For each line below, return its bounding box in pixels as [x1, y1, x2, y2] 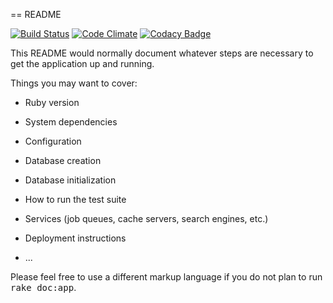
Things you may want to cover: [10, 77, 138, 89]
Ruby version [24, 97, 80, 108]
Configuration [24, 135, 82, 147]
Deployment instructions [24, 232, 127, 244]
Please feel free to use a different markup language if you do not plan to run [10, 271, 323, 283]
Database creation [24, 155, 102, 166]
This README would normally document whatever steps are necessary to [10, 47, 314, 59]
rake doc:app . [10, 282, 77, 293]
